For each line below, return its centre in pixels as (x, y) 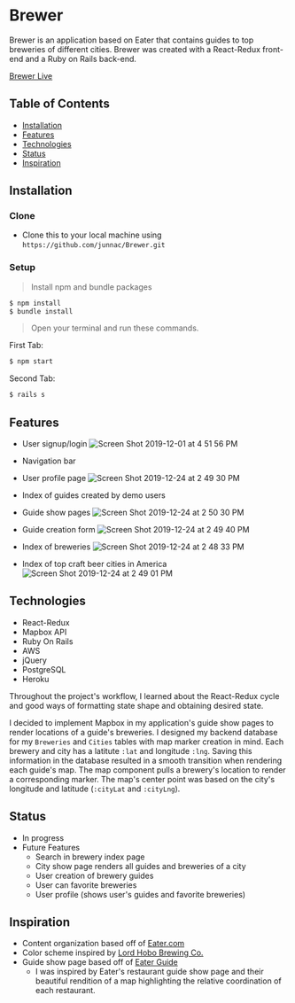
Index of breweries (56, 547)
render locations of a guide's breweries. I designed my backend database (144, 732)
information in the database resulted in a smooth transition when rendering (146, 760)
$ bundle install (41, 311)
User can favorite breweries (86, 885)
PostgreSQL (44, 669)
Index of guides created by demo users (93, 495)
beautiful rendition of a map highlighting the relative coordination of (158, 981)
